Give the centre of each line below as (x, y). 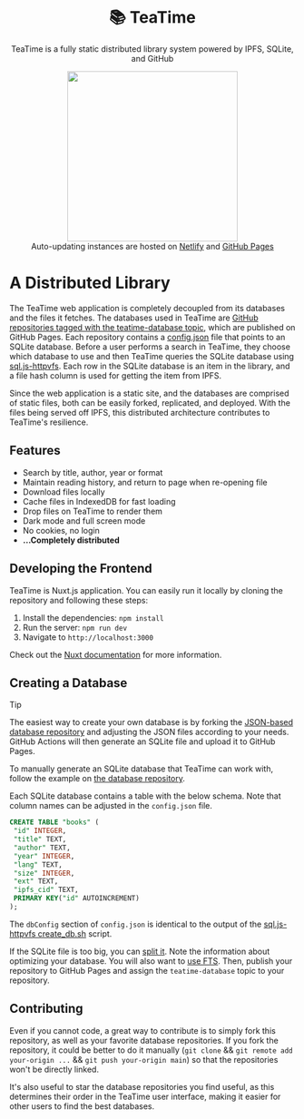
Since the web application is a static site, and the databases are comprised (149, 393)
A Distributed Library (90, 283)
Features (35, 451)
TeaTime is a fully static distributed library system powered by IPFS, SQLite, (152, 49)
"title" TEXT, (40, 839)
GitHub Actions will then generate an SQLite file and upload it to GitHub (142, 741)
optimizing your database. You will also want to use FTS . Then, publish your (151, 961)
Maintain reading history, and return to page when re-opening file (145, 482)
